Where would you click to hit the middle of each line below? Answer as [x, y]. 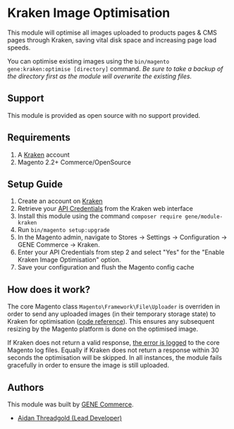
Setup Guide [35, 184]
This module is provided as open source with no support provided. [104, 115]
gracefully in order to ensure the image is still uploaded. [88, 365]
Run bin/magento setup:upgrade [64, 230]
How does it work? [49, 290]
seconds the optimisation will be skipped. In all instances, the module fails [115, 358]
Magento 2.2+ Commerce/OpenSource [74, 162]
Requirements [39, 138]
